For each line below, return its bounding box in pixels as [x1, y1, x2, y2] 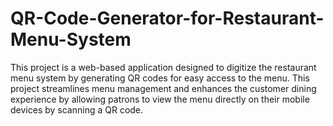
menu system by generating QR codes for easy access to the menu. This [10, 72, 310, 84]
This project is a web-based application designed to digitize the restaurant [10, 61, 317, 73]
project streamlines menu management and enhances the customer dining [10, 82, 317, 94]
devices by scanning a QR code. [10, 103, 144, 116]
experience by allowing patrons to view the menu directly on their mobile [10, 93, 310, 105]
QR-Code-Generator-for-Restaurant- [10, 7, 325, 30]
